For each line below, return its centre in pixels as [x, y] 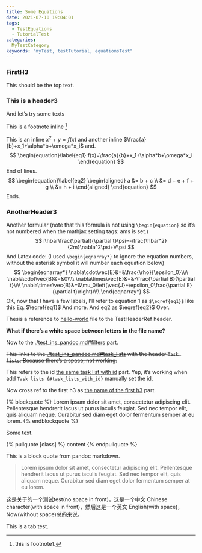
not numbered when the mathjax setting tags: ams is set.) [78, 231]
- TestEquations [32, 29]
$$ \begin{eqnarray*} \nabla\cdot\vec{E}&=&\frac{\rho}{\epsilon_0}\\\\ [101, 272]
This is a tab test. [28, 526]
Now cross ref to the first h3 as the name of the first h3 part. [81, 390]
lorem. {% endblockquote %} [42, 421]
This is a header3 [32, 101]
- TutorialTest [31, 34]
